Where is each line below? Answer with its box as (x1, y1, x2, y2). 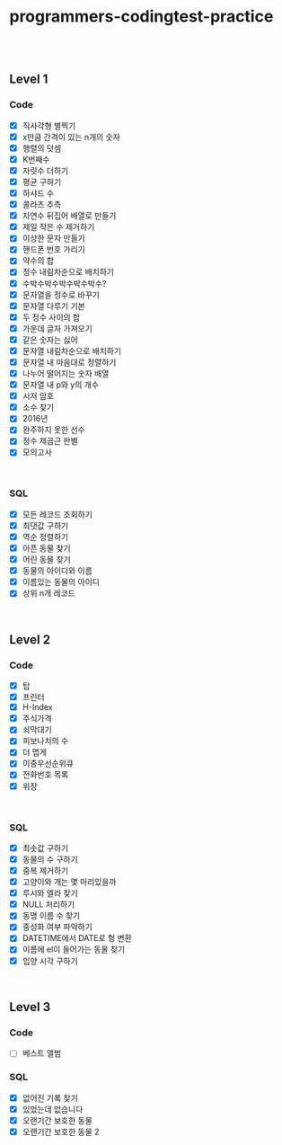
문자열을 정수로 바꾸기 (22, 289, 101, 300)
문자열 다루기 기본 (22, 300, 85, 311)
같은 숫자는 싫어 (22, 334, 78, 345)
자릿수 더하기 (22, 164, 69, 176)
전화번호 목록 (22, 769, 69, 780)
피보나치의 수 (22, 735, 69, 747)
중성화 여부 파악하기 (22, 921, 93, 932)
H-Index (22, 702, 53, 713)
